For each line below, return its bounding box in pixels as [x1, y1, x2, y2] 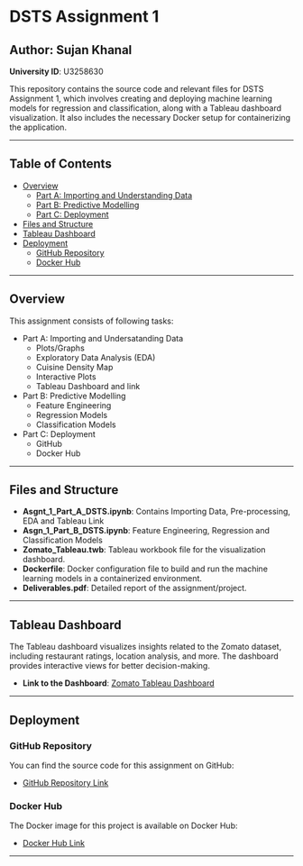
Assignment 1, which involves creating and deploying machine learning [9, 93, 273, 104]
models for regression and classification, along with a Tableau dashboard [9, 103, 282, 114]
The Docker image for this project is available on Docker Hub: [9, 820, 238, 831]
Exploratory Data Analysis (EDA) [35, 351, 156, 362]
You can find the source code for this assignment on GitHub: [9, 760, 234, 770]
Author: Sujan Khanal [9, 42, 133, 58]
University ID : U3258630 [9, 66, 104, 77]
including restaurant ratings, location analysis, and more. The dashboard [9, 651, 280, 661]
